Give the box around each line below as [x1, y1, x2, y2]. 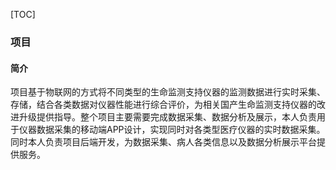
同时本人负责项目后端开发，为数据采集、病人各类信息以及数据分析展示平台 [10, 136, 317, 148]
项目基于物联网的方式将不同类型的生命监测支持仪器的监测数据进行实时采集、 [10, 86, 326, 98]
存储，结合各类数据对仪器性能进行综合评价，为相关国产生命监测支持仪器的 [10, 99, 317, 111]
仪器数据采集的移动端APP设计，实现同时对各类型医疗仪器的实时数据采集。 [18, 124, 326, 136]
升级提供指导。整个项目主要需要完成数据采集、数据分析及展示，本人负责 [18, 111, 317, 123]
